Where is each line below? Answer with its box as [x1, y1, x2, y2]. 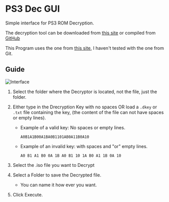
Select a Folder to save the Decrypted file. [12, 171, 102, 178]
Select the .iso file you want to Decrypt [12, 162, 95, 168]
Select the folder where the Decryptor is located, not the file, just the [12, 89, 157, 95]
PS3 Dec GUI [5, 3, 60, 15]
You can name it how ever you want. [20, 182, 97, 188]
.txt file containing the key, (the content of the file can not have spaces [12, 109, 164, 115]
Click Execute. [12, 191, 43, 197]
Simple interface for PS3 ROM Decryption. [5, 20, 94, 26]
